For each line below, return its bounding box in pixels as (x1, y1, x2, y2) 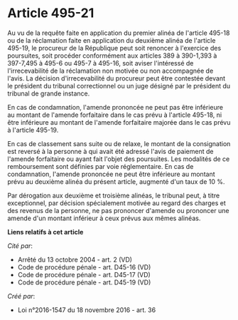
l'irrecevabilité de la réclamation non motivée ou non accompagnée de (7, 66, 214, 75)
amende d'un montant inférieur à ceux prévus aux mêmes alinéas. (7, 214, 201, 222)
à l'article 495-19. (7, 125, 59, 134)
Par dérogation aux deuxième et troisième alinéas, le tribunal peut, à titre (7, 191, 220, 200)
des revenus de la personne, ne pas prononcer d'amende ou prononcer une (7, 206, 229, 215)
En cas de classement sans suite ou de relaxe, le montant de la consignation (7, 139, 231, 148)
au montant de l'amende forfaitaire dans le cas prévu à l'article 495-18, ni (7, 110, 222, 119)
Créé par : (7, 291, 36, 300)
